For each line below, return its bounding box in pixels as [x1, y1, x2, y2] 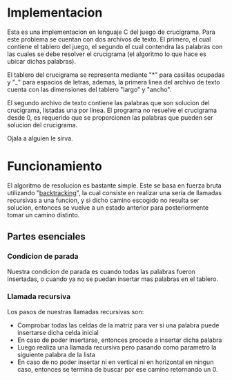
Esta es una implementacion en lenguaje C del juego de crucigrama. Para [7, 28, 215, 36]
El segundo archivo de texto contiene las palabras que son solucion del [7, 98, 210, 107]
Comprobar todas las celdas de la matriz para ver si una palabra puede [17, 320, 220, 329]
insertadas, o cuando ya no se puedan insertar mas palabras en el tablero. [7, 275, 219, 283]
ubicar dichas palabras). [7, 57, 76, 65]
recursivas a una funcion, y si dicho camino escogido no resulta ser [7, 196, 200, 204]
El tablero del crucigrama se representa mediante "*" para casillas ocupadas [7, 71, 225, 79]
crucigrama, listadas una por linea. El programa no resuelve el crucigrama [7, 106, 217, 114]
